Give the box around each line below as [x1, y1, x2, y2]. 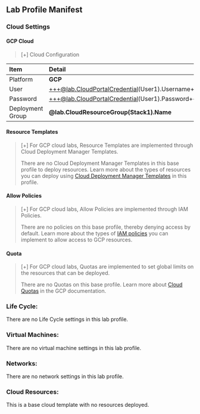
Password [9, 94, 37, 103]
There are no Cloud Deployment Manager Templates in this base [20, 160, 180, 167]
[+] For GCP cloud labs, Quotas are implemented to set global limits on [20, 263, 194, 271]
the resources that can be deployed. [20, 269, 110, 277]
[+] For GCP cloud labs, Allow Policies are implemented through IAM [20, 206, 189, 213]
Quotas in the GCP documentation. [20, 287, 107, 295]
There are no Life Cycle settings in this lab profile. [6, 316, 129, 323]
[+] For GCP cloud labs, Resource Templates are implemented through [20, 142, 193, 149]
